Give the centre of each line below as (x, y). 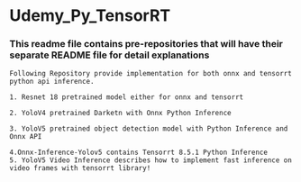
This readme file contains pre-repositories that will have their (146, 44)
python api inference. (52, 82)
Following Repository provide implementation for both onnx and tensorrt (151, 74)
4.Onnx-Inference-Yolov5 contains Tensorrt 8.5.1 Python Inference (139, 153)
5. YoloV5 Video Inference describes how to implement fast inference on (151, 160)
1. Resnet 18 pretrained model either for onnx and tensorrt (127, 97)
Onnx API (26, 137)
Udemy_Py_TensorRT (90, 16)
